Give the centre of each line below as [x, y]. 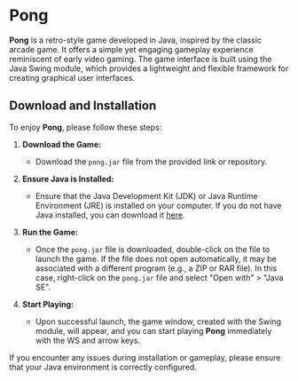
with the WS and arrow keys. [88, 340]
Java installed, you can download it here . [110, 215]
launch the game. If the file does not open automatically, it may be [156, 258]
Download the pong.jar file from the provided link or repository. [151, 162]
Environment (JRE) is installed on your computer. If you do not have [158, 205]
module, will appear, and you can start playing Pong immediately [153, 330]
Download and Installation [83, 106]
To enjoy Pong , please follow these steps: [86, 127]
